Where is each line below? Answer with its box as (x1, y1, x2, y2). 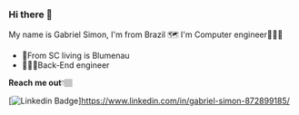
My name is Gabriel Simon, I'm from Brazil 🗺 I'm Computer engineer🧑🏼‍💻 (8, 29, 284, 40)
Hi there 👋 (8, 8, 54, 21)
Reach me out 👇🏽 (8, 77, 74, 89)
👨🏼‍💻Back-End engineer (21, 60, 110, 71)
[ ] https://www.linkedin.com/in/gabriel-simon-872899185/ (8, 95, 290, 107)
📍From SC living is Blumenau (21, 50, 130, 62)
